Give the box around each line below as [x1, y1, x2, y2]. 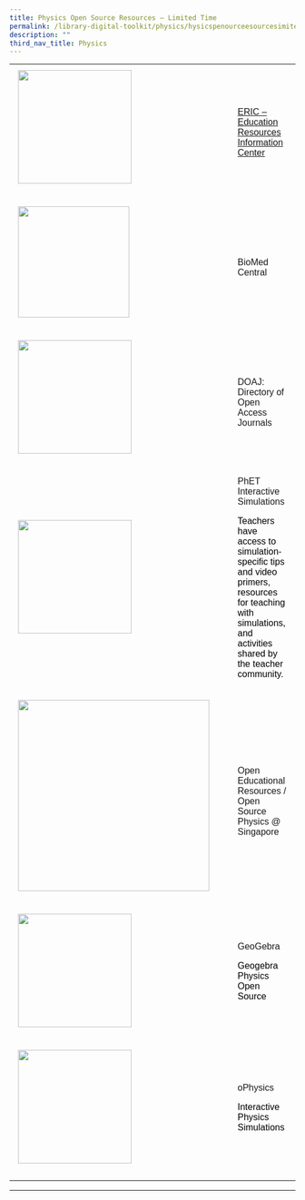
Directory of [237, 387, 284, 398]
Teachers [237, 516, 275, 526]
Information [237, 137, 284, 148]
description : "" [9, 30, 71, 39]
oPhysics [237, 1082, 275, 1094]
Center [237, 147, 266, 159]
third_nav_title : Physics [9, 38, 107, 48]
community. [237, 669, 284, 680]
